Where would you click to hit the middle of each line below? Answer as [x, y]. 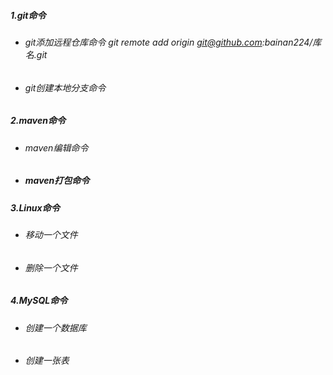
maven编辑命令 [56, 147]
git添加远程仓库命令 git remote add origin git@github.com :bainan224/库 [173, 42]
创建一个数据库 [55, 327]
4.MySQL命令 [39, 301]
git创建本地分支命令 [65, 87]
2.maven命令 [38, 121]
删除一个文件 [51, 267]
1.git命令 [28, 15]
